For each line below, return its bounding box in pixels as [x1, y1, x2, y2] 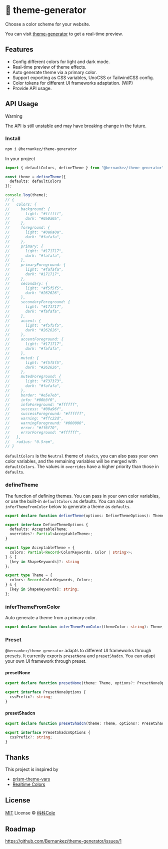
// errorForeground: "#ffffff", [5, 430, 81, 435]
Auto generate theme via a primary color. [12, 69, 97, 75]
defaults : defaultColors [9, 179, 61, 184]
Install [5, 135, 21, 142]
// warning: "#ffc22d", [5, 416, 64, 421]
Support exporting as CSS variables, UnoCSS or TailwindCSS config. [12, 75, 154, 81]
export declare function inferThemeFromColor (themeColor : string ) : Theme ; [5, 624, 164, 630]
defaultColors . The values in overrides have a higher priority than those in [5, 464, 159, 470]
